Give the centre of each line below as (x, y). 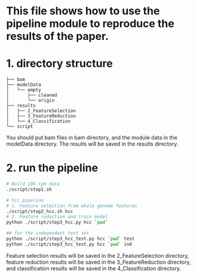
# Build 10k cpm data (33, 184)
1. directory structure (60, 64)
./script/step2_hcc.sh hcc (40, 211)
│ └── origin (30, 101)
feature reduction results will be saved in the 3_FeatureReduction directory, (98, 262)
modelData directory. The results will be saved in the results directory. (92, 144)
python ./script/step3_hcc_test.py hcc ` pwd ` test (70, 239)
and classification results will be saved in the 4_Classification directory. (93, 268)
